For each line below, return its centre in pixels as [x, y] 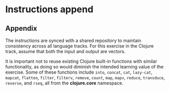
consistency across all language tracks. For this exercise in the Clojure [80, 46]
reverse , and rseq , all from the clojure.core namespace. [65, 83]
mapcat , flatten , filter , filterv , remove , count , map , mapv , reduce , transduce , [85, 77]
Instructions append [49, 9]
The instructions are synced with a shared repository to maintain [73, 40]
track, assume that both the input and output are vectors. [66, 51]
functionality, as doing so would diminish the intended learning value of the [84, 67]
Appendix [21, 28]
